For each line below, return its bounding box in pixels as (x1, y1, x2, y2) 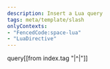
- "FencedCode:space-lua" (7, 29, 81, 36)
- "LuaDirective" (7, 36, 57, 42)
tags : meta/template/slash (7, 16, 85, 23)
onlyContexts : (7, 23, 48, 29)
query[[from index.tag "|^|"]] (7, 54, 88, 62)
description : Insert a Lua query (7, 10, 103, 17)
